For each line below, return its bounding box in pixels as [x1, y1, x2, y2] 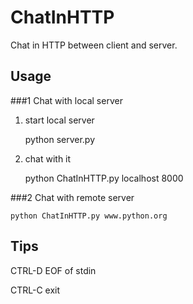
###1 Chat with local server [10, 94, 123, 106]
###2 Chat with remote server [10, 191, 135, 203]
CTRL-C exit [10, 284, 61, 296]
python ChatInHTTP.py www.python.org [10, 211, 168, 221]
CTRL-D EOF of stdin [10, 264, 97, 276]
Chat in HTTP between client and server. [10, 39, 178, 51]
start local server [24, 114, 95, 126]
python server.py [24, 133, 96, 145]
